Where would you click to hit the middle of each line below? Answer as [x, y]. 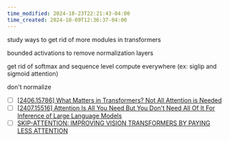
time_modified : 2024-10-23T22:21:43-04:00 [69, 13]
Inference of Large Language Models [69, 116]
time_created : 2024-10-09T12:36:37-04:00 [67, 20]
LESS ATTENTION [43, 131]
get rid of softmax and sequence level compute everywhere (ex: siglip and [112, 66]
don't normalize [29, 87]
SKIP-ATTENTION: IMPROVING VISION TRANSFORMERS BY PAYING [113, 123]
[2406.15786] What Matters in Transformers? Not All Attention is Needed [119, 100]
